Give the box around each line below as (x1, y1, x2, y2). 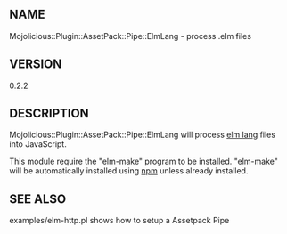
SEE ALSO (9, 191, 67, 206)
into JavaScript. (9, 139, 67, 149)
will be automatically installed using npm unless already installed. (9, 165, 249, 176)
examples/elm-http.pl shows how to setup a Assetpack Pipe (9, 215, 230, 226)
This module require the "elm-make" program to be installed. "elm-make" (9, 156, 279, 167)
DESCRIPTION (9, 106, 89, 121)
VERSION (9, 57, 62, 72)
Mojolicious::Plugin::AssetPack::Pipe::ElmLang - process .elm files (9, 30, 252, 41)
